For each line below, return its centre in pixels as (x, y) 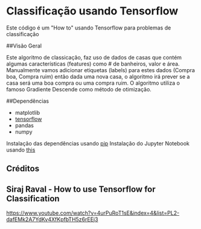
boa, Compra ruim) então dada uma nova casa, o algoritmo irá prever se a (98, 76)
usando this (21, 150)
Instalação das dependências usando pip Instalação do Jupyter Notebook (98, 143)
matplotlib (27, 112)
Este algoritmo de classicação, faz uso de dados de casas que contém (94, 57)
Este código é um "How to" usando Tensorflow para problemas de (89, 28)
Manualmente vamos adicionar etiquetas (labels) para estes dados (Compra (101, 70)
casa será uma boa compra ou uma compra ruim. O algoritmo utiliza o (93, 83)
